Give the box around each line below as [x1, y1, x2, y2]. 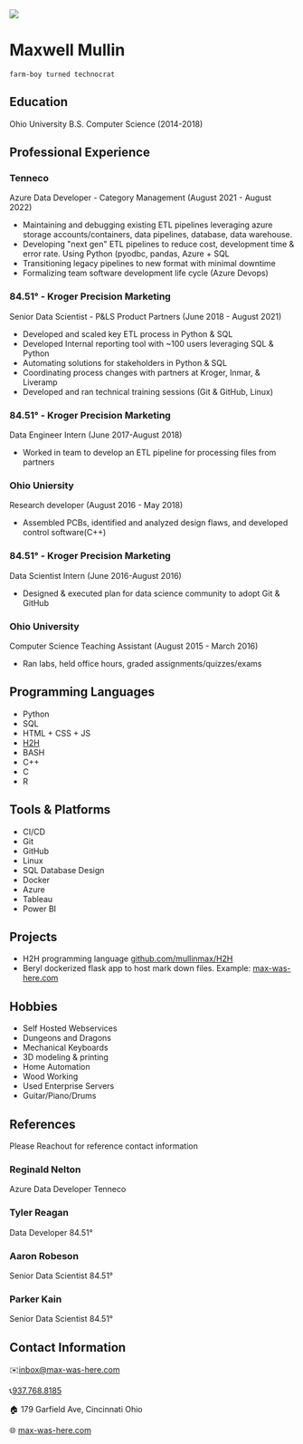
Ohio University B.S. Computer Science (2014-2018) [9, 118, 204, 130]
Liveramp [22, 376, 58, 388]
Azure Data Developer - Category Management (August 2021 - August [9, 192, 272, 203]
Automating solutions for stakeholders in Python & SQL [22, 357, 228, 368]
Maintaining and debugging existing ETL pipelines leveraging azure [22, 219, 273, 230]
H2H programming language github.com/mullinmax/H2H [22, 953, 233, 964]
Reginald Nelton [9, 1163, 81, 1176]
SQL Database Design [22, 864, 105, 875]
